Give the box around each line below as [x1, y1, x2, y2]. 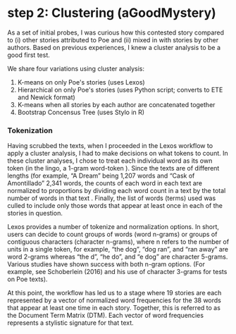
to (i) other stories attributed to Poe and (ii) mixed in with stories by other [7, 35, 219, 44]
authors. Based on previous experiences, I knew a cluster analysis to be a [7, 43, 221, 51]
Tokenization [7, 125, 53, 135]
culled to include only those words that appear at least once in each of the [7, 202, 223, 210]
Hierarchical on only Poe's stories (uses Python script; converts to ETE [17, 85, 223, 94]
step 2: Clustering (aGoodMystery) [7, 5, 216, 21]
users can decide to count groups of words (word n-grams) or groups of [7, 230, 218, 239]
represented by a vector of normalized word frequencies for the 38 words [7, 296, 222, 304]
